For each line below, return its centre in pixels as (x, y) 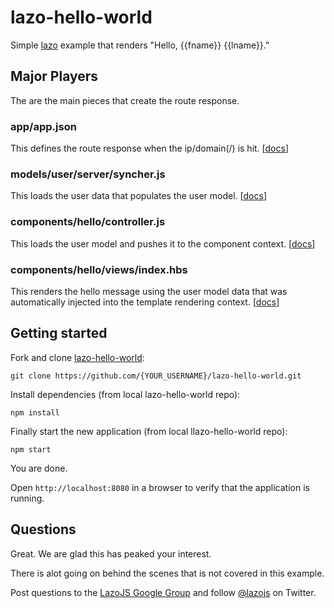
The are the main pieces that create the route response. (125, 100)
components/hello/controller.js (88, 222)
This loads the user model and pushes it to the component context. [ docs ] (163, 243)
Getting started (59, 333)
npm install (35, 412)
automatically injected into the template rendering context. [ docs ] (145, 302)
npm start (31, 449)
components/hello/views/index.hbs (99, 269)
